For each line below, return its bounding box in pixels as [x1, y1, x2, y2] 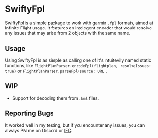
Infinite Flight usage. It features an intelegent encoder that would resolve [5, 25, 152, 30]
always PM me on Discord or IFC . [5, 128, 73, 134]
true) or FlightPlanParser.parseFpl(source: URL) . [5, 68, 108, 74]
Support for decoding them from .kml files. [12, 95, 99, 101]
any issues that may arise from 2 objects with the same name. [5, 30, 131, 36]
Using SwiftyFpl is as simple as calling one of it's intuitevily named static [5, 57, 151, 63]
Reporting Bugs [5, 109, 54, 117]
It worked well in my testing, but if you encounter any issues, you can [5, 122, 145, 128]
